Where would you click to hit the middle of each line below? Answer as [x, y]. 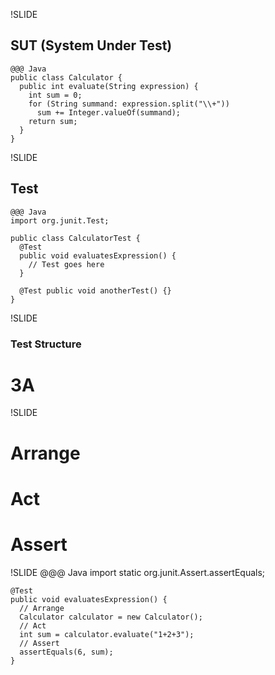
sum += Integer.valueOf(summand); [109, 112]
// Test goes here [66, 264]
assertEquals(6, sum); [66, 652]
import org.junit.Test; [60, 220]
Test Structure [46, 344]
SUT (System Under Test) [91, 45]
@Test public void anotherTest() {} [95, 290]
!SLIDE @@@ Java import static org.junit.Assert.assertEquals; [138, 572]
